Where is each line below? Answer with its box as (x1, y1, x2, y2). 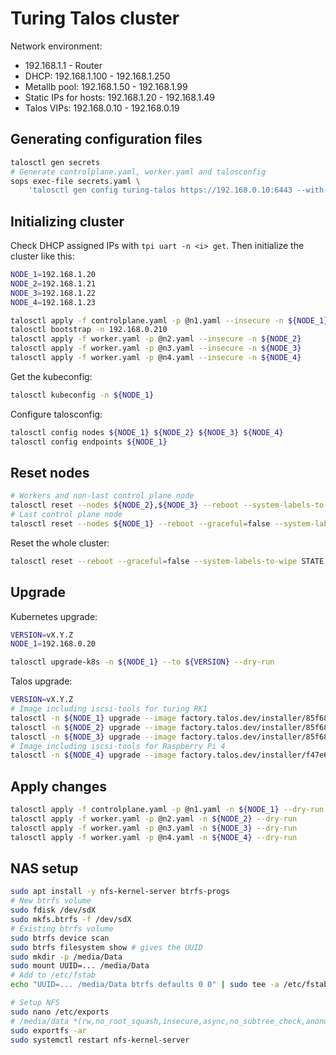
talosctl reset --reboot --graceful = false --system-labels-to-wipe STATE (10, 556, 325, 566)
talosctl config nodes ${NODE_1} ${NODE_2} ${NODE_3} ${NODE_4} (10, 427, 284, 437)
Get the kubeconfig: (10, 370, 93, 382)
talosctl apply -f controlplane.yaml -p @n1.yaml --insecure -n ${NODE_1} (10, 315, 329, 326)
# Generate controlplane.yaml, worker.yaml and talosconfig (10, 167, 267, 177)
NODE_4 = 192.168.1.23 (10, 297, 97, 307)
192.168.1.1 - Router (24, 59, 103, 71)
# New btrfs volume (10, 896, 92, 906)
